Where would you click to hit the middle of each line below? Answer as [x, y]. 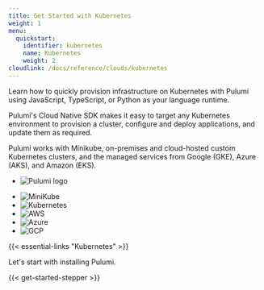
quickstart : [36, 38]
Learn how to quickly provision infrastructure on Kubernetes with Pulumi [129, 91]
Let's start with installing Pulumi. [62, 262]
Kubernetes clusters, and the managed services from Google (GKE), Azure [132, 156]
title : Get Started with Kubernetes [70, 16]
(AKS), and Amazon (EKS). [52, 165]
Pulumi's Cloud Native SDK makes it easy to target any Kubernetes [119, 115]
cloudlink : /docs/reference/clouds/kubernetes [88, 68]
